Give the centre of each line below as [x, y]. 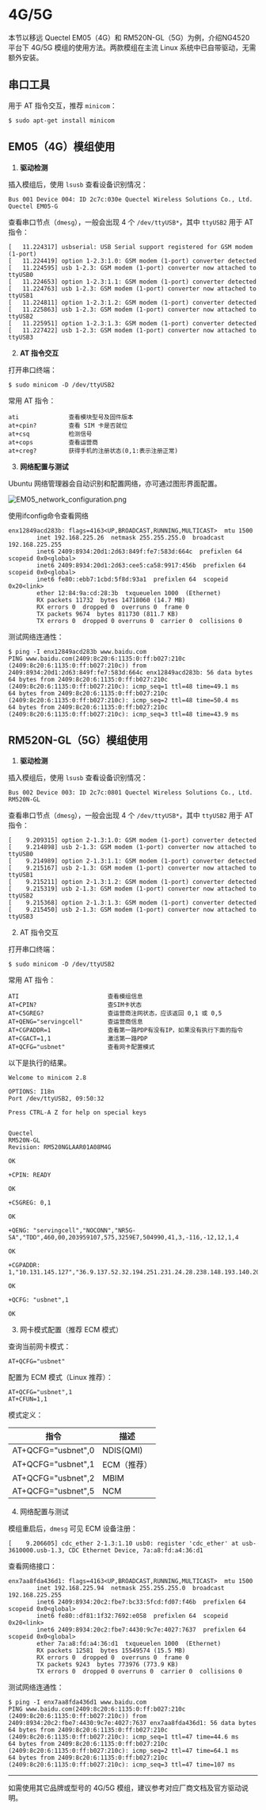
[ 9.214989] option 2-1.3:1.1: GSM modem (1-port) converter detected [133, 861]
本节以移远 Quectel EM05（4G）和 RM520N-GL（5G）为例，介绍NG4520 [129, 37]
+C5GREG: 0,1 [30, 1203]
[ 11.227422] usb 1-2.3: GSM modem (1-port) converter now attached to [133, 330]
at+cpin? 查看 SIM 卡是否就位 [68, 425]
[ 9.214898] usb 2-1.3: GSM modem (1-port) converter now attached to [133, 847]
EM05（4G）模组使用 [62, 147]
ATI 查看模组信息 [76, 997]
